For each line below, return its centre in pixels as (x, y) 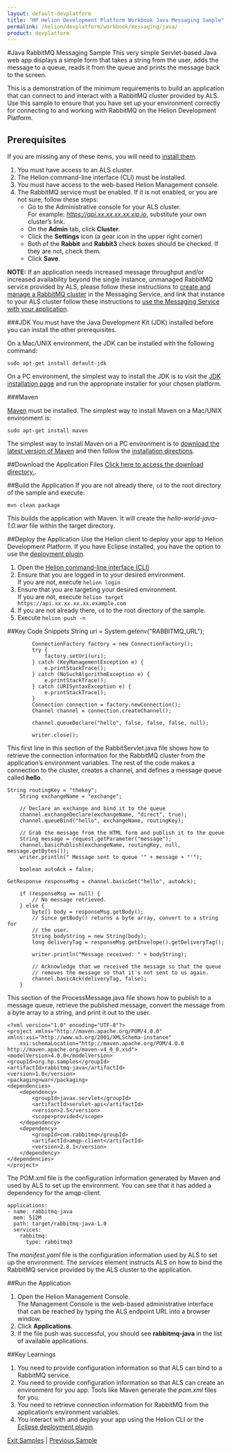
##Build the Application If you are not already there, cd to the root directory (114, 485)
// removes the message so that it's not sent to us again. (121, 973)
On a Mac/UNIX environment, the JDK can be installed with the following (111, 343)
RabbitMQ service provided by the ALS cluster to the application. (100, 1270)
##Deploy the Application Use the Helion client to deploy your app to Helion (115, 539)
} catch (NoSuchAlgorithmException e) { (91, 675)
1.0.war (17, 526)
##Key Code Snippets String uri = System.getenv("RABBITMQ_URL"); (106, 631)
